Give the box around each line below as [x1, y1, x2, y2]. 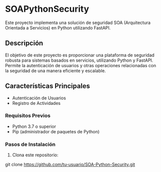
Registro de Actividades [12, 100, 61, 106]
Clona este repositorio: [12, 152, 58, 158]
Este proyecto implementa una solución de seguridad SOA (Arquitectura [5, 20, 151, 25]
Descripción [5, 39, 43, 48]
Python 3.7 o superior [12, 123, 56, 129]
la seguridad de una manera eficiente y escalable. [5, 68, 106, 74]
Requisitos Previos [5, 112, 51, 119]
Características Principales [5, 82, 90, 90]
